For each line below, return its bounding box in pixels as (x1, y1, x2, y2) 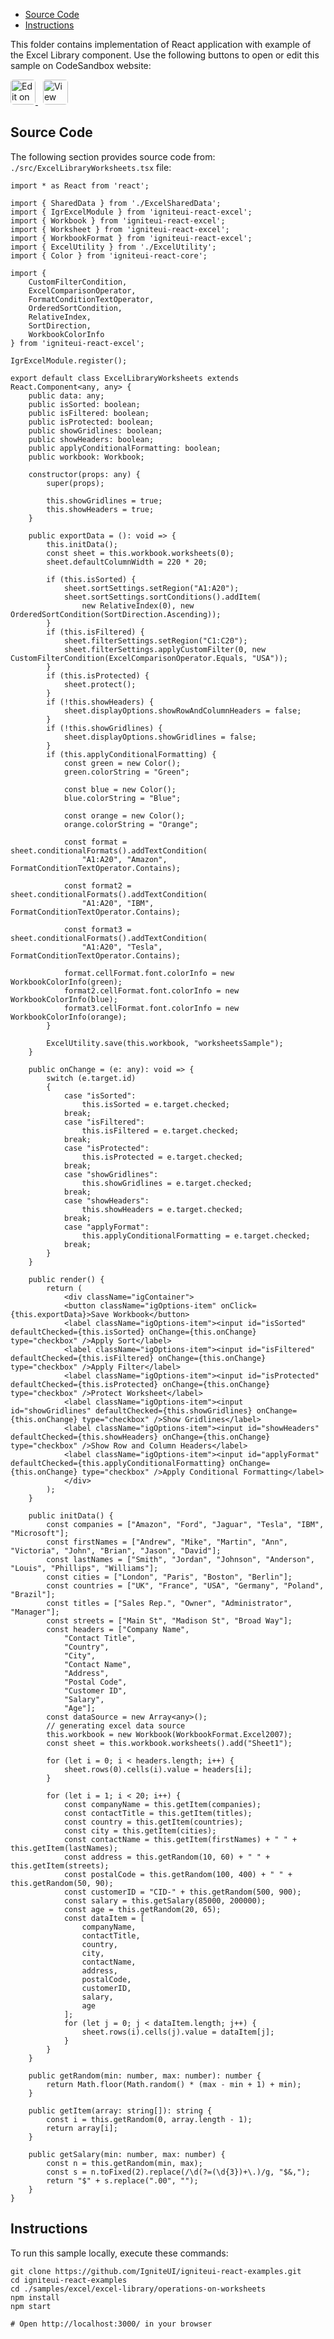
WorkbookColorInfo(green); (10, 977, 123, 987)
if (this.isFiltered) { (46, 627, 145, 637)
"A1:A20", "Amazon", (81, 854, 168, 864)
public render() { (28, 1274, 105, 1284)
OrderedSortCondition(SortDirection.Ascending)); (10, 609, 222, 619)
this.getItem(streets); (10, 1860, 110, 1871)
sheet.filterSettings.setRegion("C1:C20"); (63, 635, 248, 646)
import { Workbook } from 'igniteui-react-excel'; (10, 215, 226, 226)
